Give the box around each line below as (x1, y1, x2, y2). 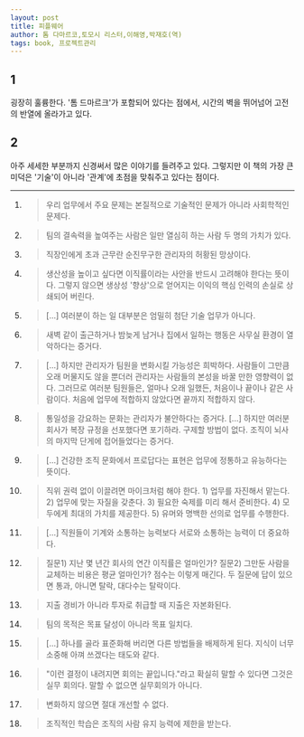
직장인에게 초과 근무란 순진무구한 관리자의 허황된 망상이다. (45, 249, 252, 260)
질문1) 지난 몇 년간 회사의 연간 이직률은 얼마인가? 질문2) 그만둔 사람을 (45, 557, 290, 568)
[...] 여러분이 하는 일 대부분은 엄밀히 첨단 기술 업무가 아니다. (45, 309, 256, 321)
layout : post (10, 13, 60, 23)
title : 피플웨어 (10, 22, 64, 31)
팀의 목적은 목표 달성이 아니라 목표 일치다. (45, 619, 193, 629)
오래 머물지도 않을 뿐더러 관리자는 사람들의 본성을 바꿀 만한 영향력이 (45, 371, 285, 382)
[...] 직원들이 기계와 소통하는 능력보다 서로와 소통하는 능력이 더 (45, 526, 266, 538)
